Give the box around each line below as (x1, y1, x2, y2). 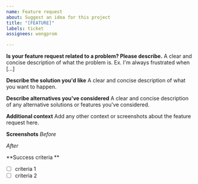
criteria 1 (14, 165, 36, 173)
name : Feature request (6, 8, 63, 15)
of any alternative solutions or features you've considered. (6, 101, 150, 108)
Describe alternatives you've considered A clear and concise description (6, 95, 189, 102)
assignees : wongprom (6, 31, 58, 37)
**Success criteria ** (6, 154, 60, 161)
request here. (6, 119, 39, 126)
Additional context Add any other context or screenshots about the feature (6, 113, 191, 120)
